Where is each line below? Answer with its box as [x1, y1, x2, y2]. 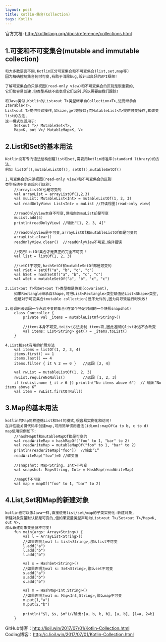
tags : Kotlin [5, 16, 32, 21]
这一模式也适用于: [5, 119, 37, 124]
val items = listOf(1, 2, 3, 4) [14, 347, 81, 352]
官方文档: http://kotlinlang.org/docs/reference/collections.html [5, 31, 132, 37]
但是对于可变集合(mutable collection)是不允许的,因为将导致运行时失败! [14, 296, 148, 301]
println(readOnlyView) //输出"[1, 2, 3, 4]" [14, 220, 106, 225]
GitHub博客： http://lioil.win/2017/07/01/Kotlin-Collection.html [5, 625, 130, 631]
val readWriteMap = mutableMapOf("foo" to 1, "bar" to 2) [14, 442, 136, 447]
